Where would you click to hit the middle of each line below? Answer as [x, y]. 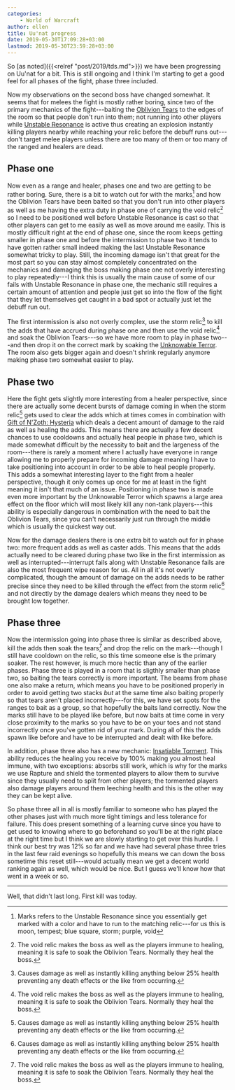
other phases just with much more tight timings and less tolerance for [107, 817]
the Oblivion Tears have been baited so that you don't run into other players [116, 202]
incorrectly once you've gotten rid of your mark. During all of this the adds [114, 730]
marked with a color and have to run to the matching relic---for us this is [121, 924]
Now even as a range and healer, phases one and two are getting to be [109, 186]
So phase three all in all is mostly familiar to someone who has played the [113, 809]
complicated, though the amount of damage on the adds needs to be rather [116, 577]
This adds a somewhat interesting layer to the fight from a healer [100, 474]
